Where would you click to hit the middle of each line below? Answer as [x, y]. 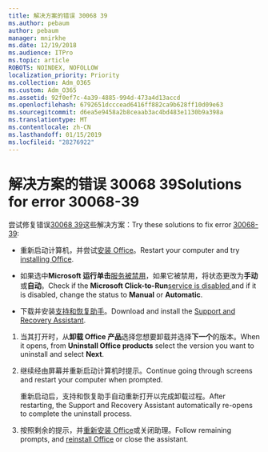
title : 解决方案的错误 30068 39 [58, 16]
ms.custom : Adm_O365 [43, 90]
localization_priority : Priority [64, 75]
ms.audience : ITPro [41, 53]
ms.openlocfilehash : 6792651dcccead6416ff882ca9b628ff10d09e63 [116, 105]
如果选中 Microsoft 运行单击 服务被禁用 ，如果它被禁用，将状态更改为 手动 [139, 276]
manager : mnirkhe [37, 38]
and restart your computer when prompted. [91, 380]
